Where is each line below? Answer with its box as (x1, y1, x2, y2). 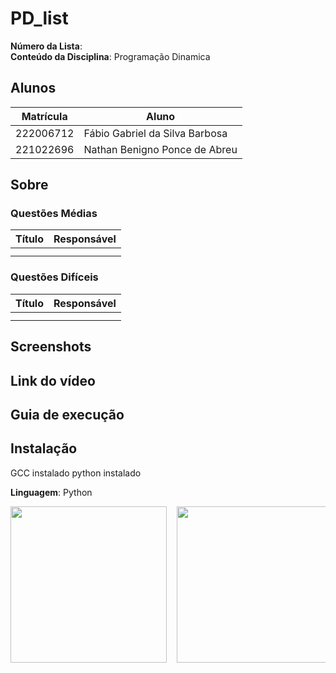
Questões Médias (10, 207, 98, 221)
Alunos (10, 80, 57, 97)
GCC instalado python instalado (10, 467, 142, 479)
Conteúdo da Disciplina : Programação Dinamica (10, 50, 211, 62)
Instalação (10, 440, 78, 457)
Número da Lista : (10, 40, 83, 52)
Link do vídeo (10, 372, 96, 389)
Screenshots (10, 338, 92, 356)
